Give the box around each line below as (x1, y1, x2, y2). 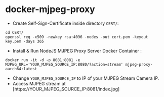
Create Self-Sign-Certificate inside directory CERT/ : (12, 20, 119, 26)
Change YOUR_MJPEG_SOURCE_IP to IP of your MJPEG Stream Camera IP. (12, 75, 159, 81)
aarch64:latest (5, 66, 37, 71)
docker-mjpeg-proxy (5, 4, 95, 15)
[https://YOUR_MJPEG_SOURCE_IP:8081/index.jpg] (12, 86, 120, 92)
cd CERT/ (5, 30, 24, 35)
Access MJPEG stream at (12, 80, 66, 86)
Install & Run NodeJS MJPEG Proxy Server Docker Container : (12, 47, 142, 54)
